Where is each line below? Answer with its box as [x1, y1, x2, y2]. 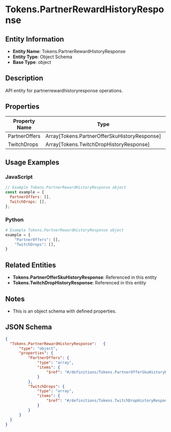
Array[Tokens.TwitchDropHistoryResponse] [45, 140, 150, 148]
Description [5, 74, 43, 83]
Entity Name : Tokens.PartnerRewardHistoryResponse [12, 49, 126, 54]
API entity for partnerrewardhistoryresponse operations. [5, 87, 123, 93]
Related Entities [5, 260, 56, 269]
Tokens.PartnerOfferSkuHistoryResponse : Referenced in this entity [12, 274, 157, 280]
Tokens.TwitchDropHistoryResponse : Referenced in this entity [12, 280, 147, 286]
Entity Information [5, 35, 65, 43]
